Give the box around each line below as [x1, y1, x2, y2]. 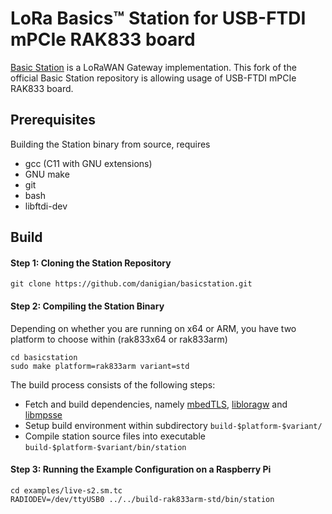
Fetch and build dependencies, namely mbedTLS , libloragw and [24, 398, 288, 410]
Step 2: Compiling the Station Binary [10, 300, 165, 312]
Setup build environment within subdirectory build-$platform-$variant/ [24, 419, 323, 431]
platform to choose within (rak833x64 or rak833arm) [10, 333, 228, 345]
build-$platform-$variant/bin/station [24, 442, 187, 452]
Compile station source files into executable [24, 430, 206, 442]
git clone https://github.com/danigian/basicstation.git [10, 279, 253, 289]
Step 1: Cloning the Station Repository [10, 257, 172, 269]
